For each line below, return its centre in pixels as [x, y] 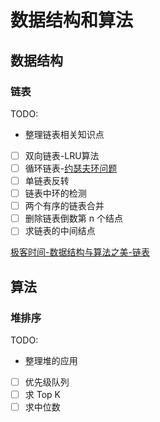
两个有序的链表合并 [64, 206]
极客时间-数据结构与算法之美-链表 [80, 252]
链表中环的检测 [55, 193]
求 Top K [42, 395]
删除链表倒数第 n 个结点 [73, 218]
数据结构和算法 [72, 20]
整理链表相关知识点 [64, 134]
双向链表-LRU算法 [62, 155]
